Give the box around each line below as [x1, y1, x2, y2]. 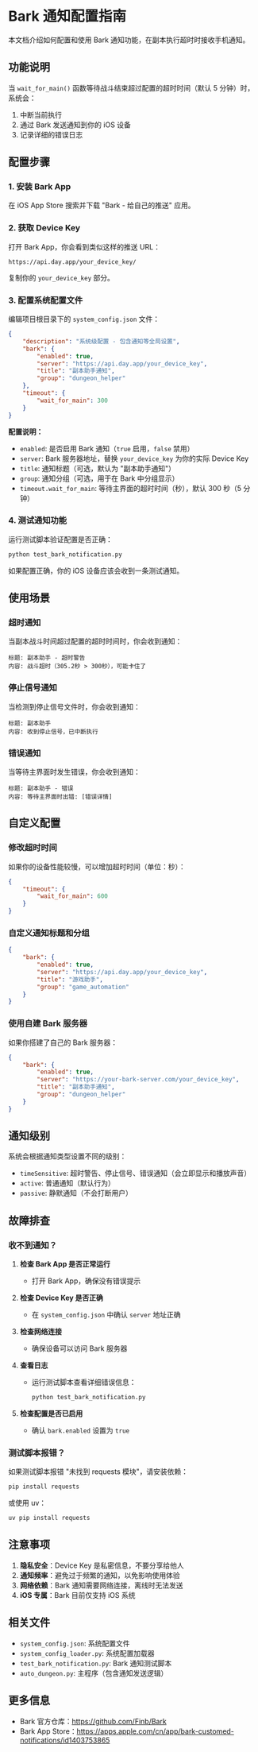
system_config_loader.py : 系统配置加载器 [19, 1648, 155, 1657]
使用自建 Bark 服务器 [8, 1018, 87, 1029]
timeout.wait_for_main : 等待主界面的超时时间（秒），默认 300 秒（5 [19, 483, 242, 493]
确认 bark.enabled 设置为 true [31, 1425, 129, 1435]
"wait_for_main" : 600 [37, 892, 109, 900]
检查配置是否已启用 [19, 1409, 83, 1418]
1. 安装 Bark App [8, 181, 71, 192]
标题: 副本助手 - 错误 [8, 784, 74, 792]
